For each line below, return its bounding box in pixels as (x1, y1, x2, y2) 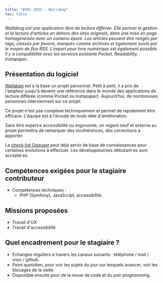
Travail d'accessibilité (12, 224, 56, 230)
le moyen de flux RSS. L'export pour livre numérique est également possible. (5, 46, 158, 52)
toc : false (5, 12, 27, 17)
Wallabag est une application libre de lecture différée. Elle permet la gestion (5, 25, 158, 31)
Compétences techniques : (12, 187, 67, 193)
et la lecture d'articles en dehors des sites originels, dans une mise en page (5, 30, 157, 36)
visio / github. (12, 256, 40, 263)
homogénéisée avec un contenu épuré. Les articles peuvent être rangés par (5, 35, 158, 41)
